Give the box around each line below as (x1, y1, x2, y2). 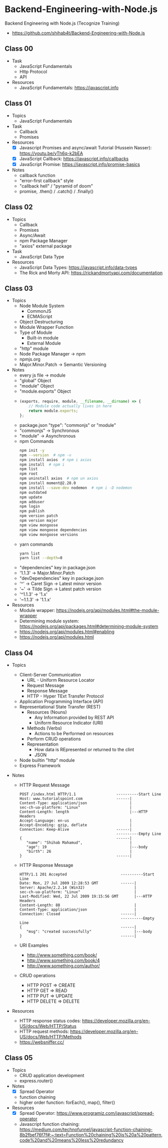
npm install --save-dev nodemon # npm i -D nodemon (19, 485, 132, 490)
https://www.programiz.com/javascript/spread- (56, 1110, 154, 1116)
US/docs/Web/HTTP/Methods (19, 1034, 82, 1040)
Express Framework (19, 763, 61, 769)
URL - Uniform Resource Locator (27, 677, 95, 683)
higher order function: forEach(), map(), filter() (19, 1099, 115, 1105)
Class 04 (5, 649, 34, 657)
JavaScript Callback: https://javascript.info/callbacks (19, 155, 129, 161)
